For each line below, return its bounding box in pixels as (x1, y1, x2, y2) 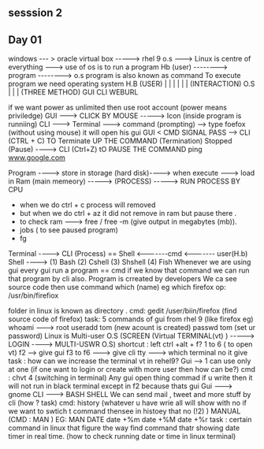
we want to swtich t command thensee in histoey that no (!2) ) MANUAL (8, 406, 241, 416)
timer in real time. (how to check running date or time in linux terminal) (8, 432, 236, 441)
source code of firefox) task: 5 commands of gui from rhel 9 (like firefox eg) (8, 314, 254, 324)
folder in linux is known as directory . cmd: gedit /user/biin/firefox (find (8, 306, 238, 316)
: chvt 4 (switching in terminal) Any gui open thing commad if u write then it (8, 373, 253, 383)
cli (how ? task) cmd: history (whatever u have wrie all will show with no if (8, 398, 247, 408)
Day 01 (8, 33, 42, 46)
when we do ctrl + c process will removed (19, 200, 156, 210)
